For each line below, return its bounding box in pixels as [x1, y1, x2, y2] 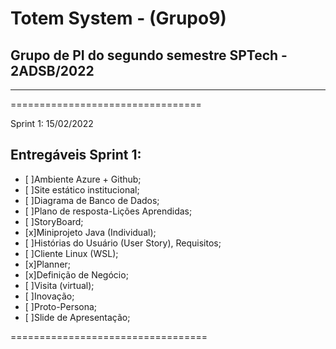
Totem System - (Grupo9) [10, 7, 227, 30]
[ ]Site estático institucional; [24, 183, 140, 196]
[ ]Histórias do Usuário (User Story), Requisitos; [24, 237, 222, 249]
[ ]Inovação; [24, 290, 75, 302]
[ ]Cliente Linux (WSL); [24, 247, 119, 259]
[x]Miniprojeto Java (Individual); [24, 226, 157, 238]
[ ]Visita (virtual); [24, 279, 95, 291]
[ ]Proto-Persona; [24, 300, 98, 312]
